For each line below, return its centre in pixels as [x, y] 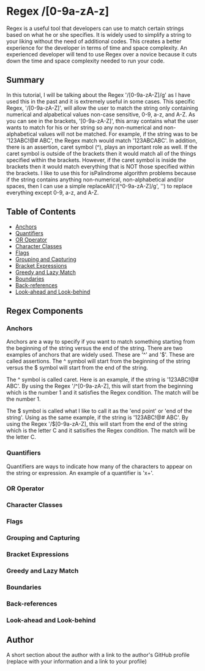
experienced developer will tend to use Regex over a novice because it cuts [102, 54]
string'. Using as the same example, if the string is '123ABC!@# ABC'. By [97, 417]
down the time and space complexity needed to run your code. [86, 61]
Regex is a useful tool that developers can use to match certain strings [95, 28]
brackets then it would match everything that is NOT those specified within [100, 166]
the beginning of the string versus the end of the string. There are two [95, 348]
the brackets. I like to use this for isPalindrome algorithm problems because [101, 173]
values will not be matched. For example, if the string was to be [118, 134]
